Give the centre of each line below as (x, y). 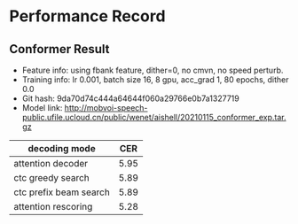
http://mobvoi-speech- (106, 108)
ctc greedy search (52, 178)
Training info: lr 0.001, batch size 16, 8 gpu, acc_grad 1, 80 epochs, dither (156, 80)
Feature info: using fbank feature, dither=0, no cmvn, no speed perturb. (153, 70)
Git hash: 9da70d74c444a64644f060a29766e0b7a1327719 (130, 98)
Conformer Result (59, 49)
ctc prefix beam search (62, 192)
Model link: (42, 108)
